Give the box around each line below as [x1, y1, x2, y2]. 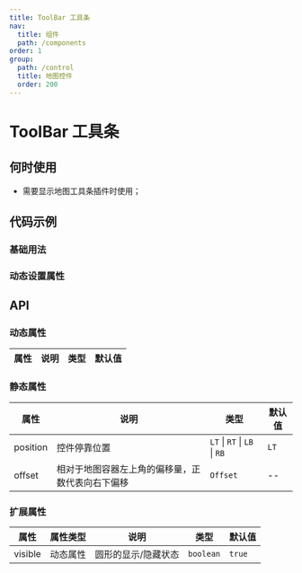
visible [13, 548, 42, 560]
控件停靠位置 [56, 441, 111, 454]
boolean [187, 549, 221, 560]
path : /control [17, 64, 75, 73]
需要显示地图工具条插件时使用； [22, 185, 141, 196]
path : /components [17, 38, 87, 48]
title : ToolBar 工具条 [9, 13, 91, 22]
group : [9, 55, 34, 64]
